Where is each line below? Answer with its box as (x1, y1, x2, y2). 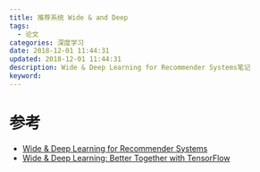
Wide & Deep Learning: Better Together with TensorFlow (21, 152, 231, 163)
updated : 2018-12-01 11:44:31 (9, 55, 122, 64)
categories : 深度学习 (9, 38, 85, 47)
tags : (9, 21, 29, 30)
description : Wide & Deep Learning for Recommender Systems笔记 (9, 64, 251, 73)
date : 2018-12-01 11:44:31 (9, 47, 110, 56)
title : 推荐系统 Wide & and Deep (9, 13, 129, 22)
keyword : (9, 72, 42, 81)
